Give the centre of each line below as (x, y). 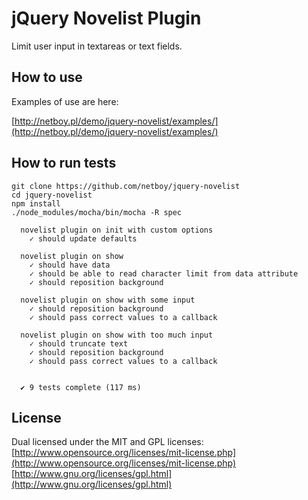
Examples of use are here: (65, 101)
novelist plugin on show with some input (108, 300)
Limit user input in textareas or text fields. (97, 46)
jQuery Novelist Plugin (106, 18)
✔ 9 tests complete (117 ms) (81, 387)
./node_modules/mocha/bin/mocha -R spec (97, 212)
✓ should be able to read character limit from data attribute (164, 273)
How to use (47, 77)
